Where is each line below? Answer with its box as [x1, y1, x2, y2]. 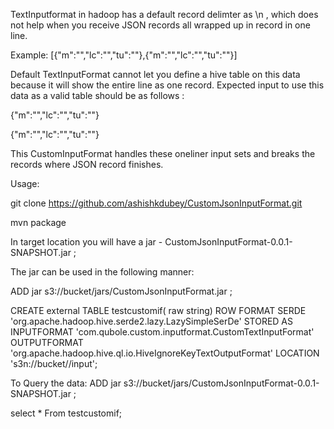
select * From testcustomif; [10, 407, 123, 419]
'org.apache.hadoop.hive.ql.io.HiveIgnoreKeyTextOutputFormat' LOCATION [10, 347, 320, 359]
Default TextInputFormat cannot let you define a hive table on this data [10, 69, 301, 80]
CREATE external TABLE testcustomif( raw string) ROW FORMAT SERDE [10, 305, 307, 316]
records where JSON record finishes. [10, 159, 164, 170]
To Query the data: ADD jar [10, 377, 122, 389]
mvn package [10, 217, 67, 228]
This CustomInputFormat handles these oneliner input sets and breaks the [10, 148, 316, 159]
